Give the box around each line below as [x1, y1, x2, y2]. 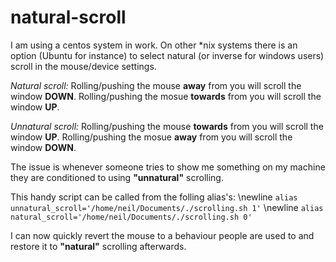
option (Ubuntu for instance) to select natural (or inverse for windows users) [10, 49, 325, 61]
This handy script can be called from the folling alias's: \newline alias [10, 191, 298, 203]
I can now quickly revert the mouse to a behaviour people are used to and [10, 229, 315, 241]
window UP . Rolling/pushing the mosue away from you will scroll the [10, 131, 293, 143]
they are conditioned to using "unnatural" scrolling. [10, 171, 224, 183]
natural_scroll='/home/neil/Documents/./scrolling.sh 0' [10, 212, 253, 222]
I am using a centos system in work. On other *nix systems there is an [10, 39, 298, 51]
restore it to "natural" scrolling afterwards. [10, 240, 187, 252]
